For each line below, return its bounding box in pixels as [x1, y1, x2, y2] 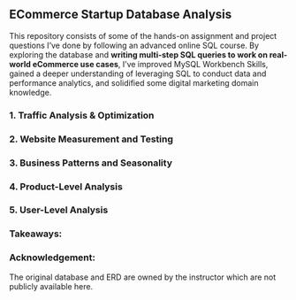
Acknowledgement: [9, 251, 95, 264]
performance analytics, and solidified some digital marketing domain [9, 77, 259, 88]
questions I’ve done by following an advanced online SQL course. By [9, 40, 259, 50]
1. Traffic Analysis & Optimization [9, 109, 155, 121]
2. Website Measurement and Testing [9, 133, 174, 145]
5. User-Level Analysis [9, 204, 109, 216]
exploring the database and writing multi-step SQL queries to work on [9, 49, 268, 60]
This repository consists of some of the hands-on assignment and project [9, 30, 277, 41]
